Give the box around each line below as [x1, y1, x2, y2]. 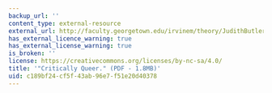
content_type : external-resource [8, 19, 121, 27]
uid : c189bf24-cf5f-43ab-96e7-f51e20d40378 [8, 72, 158, 80]
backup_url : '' [8, 11, 60, 20]
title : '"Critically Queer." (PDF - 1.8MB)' [8, 65, 161, 73]
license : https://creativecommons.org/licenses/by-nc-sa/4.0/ [8, 57, 223, 66]
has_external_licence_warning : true [8, 34, 132, 43]
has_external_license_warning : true [8, 42, 132, 50]
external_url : [8, 27, 57, 35]
